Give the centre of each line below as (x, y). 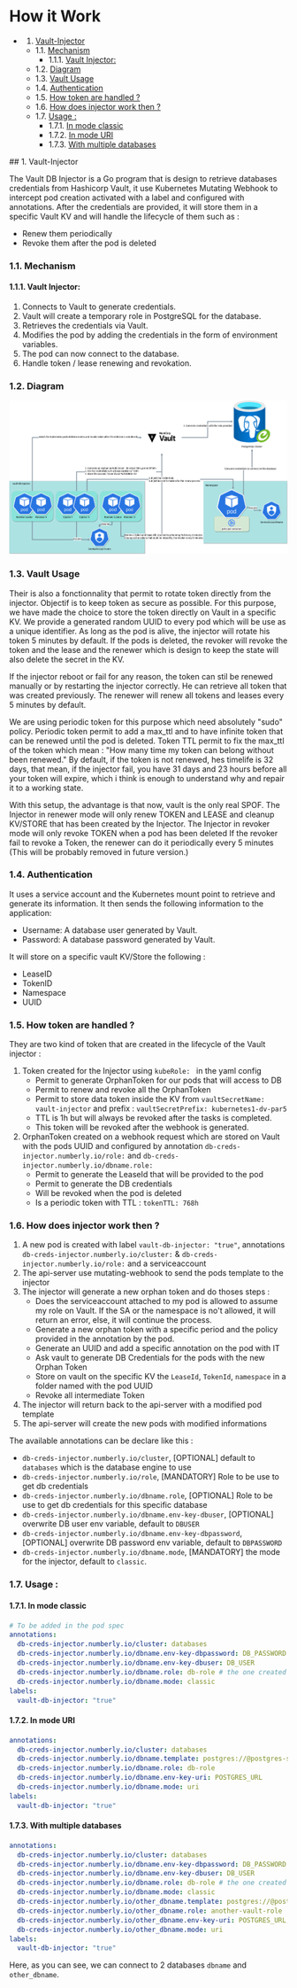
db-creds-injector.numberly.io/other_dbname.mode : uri (120, 1930)
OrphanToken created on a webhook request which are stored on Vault (151, 1137)
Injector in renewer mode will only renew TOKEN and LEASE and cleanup (142, 814)
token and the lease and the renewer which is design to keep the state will (144, 649)
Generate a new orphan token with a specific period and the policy (156, 1330)
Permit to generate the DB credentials (103, 1184)
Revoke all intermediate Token (90, 1395)
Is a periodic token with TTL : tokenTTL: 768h (117, 1203)
